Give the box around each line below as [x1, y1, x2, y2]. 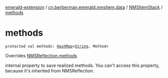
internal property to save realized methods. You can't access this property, [5, 62, 160, 68]
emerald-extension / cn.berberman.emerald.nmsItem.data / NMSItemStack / [5, 5, 163, 10]
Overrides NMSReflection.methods [5, 52, 77, 58]
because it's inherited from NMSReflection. [5, 67, 94, 73]
